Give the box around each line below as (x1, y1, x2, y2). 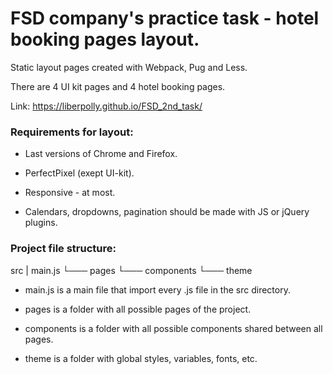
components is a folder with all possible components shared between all (24, 322, 323, 334)
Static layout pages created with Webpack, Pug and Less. (10, 61, 248, 73)
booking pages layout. (10, 28, 200, 51)
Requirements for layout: (10, 125, 134, 139)
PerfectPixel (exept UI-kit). (24, 167, 135, 179)
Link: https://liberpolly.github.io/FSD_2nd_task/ (10, 100, 203, 112)
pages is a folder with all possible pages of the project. (24, 303, 252, 315)
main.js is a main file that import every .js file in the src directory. (24, 283, 291, 296)
